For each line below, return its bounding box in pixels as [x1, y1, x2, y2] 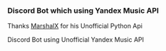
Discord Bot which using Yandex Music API [7, 6, 159, 16]
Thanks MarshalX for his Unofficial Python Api [7, 22, 142, 30]
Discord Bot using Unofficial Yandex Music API [7, 35, 145, 44]
